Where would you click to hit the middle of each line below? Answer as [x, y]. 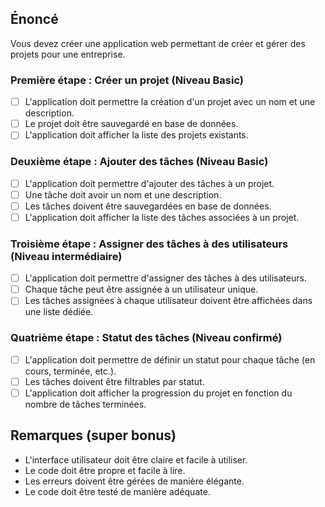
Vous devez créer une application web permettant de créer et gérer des [158, 43]
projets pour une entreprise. [68, 54]
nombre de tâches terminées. [85, 404]
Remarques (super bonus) [93, 435]
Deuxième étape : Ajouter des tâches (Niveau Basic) [139, 162]
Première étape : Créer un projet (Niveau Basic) [127, 80]
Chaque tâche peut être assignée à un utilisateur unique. [141, 289]
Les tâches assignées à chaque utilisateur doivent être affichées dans [168, 301]
